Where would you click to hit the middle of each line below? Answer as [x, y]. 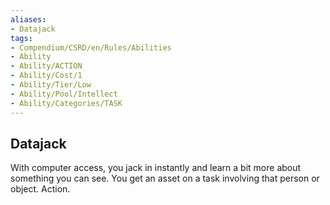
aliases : [28, 19]
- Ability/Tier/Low [51, 85]
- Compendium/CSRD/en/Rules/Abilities [91, 47]
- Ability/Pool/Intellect [64, 94]
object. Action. [40, 189]
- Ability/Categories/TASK [66, 103]
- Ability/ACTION [46, 66]
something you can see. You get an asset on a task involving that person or [165, 178]
